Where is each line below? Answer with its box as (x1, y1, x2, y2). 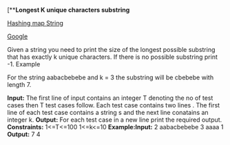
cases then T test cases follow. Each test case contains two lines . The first (7, 101, 220, 109)
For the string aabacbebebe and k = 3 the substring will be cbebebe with (7, 73, 214, 81)
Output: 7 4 (7, 130, 41, 138)
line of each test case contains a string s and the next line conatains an (7, 109, 209, 116)
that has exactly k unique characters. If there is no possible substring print (7, 53, 218, 61)
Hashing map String (7, 19, 63, 27)
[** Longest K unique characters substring (7, 6, 130, 14)
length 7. (7, 81, 32, 88)
